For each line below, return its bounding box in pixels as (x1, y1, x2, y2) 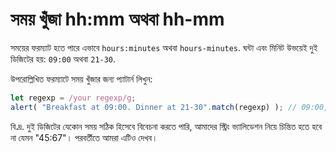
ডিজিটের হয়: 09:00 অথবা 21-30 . (10, 53, 117, 65)
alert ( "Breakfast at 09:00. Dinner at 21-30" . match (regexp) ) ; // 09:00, (10, 102, 329, 112)
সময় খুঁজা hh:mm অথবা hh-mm (10, 8, 225, 31)
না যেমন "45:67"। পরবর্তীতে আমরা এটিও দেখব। (10, 131, 158, 143)
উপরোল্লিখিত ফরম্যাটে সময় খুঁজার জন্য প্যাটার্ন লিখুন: (10, 73, 153, 85)
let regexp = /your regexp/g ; (10, 93, 137, 103)
